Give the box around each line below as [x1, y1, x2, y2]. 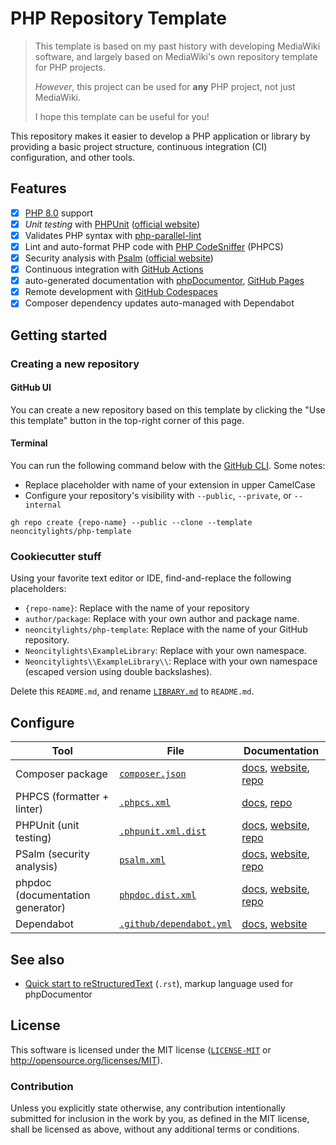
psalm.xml [119, 855, 166, 866]
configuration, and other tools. [10, 151, 136, 163]
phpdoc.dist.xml [119, 890, 197, 901]
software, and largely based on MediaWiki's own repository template [34, 50, 318, 62]
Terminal [10, 437, 48, 449]
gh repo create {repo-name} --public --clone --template [10, 518, 253, 528]
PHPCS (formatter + [15, 790, 110, 804]
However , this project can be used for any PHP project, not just [34, 80, 296, 92]
